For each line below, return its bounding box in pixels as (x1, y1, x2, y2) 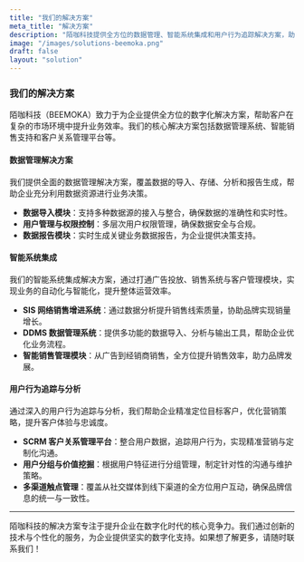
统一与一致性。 (38, 492, 95, 503)
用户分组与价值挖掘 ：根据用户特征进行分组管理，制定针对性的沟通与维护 (22, 459, 292, 470)
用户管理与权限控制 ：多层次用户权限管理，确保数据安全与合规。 (22, 218, 261, 229)
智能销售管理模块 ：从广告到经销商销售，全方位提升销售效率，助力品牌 (22, 350, 285, 361)
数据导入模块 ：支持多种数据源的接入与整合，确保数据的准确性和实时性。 (22, 207, 292, 218)
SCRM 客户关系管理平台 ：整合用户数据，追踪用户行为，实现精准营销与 (22, 436, 287, 447)
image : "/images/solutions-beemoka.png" (9, 38, 165, 48)
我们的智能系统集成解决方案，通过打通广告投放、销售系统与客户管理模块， (9, 274, 287, 285)
